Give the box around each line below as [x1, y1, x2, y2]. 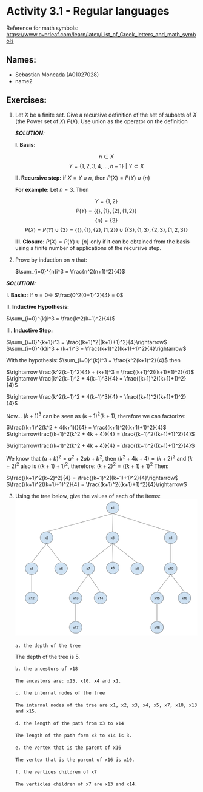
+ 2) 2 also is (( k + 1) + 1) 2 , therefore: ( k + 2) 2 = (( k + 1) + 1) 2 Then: [6, 461, 169, 470]
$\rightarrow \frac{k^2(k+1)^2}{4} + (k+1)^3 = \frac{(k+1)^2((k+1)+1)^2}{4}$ [6, 368, 195, 376]
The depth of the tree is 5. [15, 653, 81, 660]
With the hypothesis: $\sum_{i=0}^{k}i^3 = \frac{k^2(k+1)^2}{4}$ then [6, 356, 181, 364]
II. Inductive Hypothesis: [6, 303, 70, 310]
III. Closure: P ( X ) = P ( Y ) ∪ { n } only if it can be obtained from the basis [15, 238, 190, 245]
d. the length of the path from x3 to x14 [15, 720, 124, 726]
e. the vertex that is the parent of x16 [15, 745, 121, 751]
